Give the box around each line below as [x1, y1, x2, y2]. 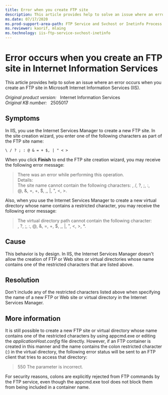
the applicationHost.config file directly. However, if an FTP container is [5, 338, 151, 344]
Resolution [5, 276, 39, 284]
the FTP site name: [5, 138, 44, 144]
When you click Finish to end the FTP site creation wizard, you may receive [5, 156, 161, 163]
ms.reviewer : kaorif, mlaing [5, 26, 66, 31]
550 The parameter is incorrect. [17, 364, 83, 370]
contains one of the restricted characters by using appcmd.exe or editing [5, 333, 156, 339]
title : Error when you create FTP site [5, 7, 88, 13]
